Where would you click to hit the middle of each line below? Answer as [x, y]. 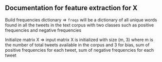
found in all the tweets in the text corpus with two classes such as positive [80, 25]
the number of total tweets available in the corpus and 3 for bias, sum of [77, 45]
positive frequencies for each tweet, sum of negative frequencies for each [80, 50]
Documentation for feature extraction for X [71, 8]
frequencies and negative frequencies [43, 30]
